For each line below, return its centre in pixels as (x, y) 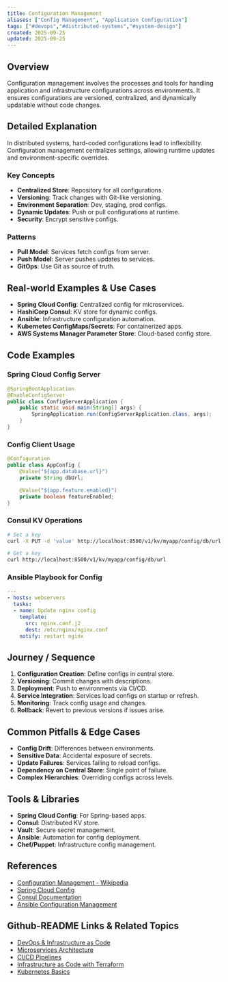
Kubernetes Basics (43, 971)
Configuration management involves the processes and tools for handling (110, 83)
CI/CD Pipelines (39, 957)
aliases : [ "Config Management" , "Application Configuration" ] (97, 20)
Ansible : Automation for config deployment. (79, 837)
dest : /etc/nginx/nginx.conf (67, 630)
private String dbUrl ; (52, 478)
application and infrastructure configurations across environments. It (103, 90)
